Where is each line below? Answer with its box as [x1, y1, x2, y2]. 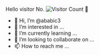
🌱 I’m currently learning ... [14, 30, 78, 37]
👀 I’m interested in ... [14, 24, 64, 30]
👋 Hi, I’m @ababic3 [14, 17, 61, 24]
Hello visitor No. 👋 [5, 6, 89, 12]
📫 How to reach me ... [14, 43, 69, 50]
